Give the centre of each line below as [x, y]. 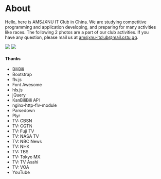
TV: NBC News [27, 142]
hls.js [17, 90]
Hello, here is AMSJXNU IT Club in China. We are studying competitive [76, 22]
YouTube [21, 172]
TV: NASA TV [26, 136]
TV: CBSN [22, 121]
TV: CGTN [22, 126]
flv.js [17, 80]
